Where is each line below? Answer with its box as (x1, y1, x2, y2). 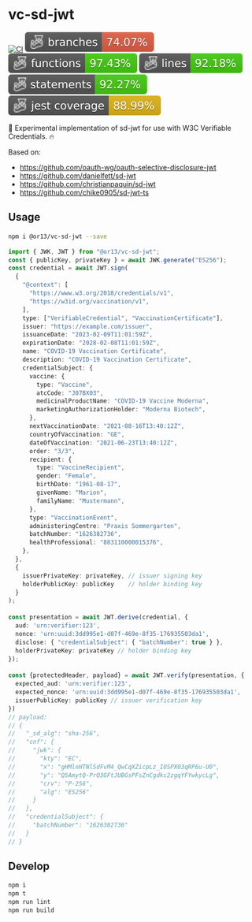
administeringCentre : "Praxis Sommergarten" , (28, 522, 181, 530)
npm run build (8, 906, 55, 915)
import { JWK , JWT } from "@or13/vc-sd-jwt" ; (8, 247, 160, 255)
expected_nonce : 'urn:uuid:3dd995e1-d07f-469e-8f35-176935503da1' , (15, 688, 242, 696)
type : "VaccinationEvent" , (28, 514, 118, 522)
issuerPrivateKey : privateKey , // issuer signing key (22, 571, 202, 580)
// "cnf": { (8, 738, 55, 746)
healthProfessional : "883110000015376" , (28, 538, 164, 547)
